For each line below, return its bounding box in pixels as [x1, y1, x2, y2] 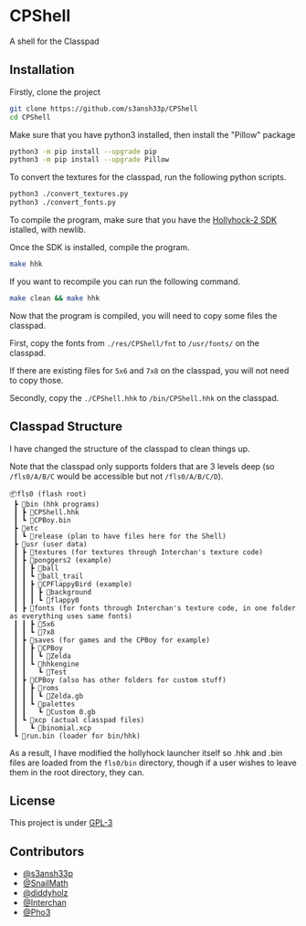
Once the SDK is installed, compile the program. [9, 242, 190, 252]
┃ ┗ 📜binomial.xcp [13, 723, 92, 732]
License [9, 793, 56, 808]
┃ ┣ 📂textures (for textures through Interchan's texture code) [13, 547, 263, 557]
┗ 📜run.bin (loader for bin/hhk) [13, 731, 142, 741]
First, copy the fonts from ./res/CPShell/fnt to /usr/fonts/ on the [9, 337, 260, 348]
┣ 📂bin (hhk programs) [13, 500, 100, 509]
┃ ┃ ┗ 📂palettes [13, 700, 76, 709]
